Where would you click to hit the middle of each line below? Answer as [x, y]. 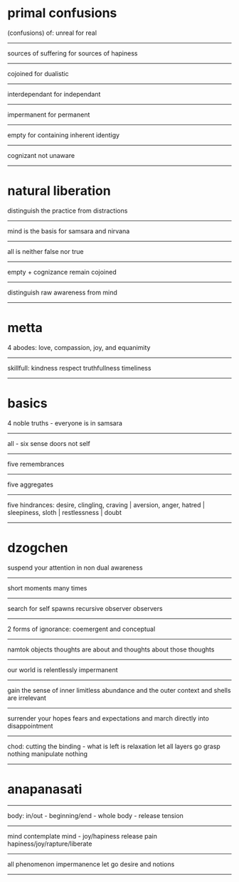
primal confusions [62, 13]
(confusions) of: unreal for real [52, 33]
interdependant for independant [54, 94]
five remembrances [36, 464]
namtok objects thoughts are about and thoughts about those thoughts [111, 649]
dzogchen [38, 547]
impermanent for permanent [49, 115]
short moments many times [47, 588]
